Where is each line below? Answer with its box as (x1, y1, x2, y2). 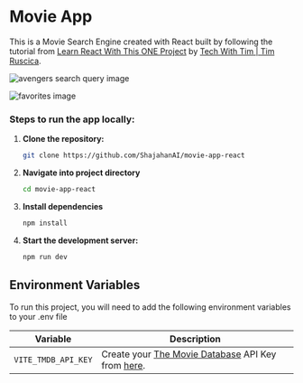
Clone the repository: (22, 134, 105, 145)
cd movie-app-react (22, 185, 96, 194)
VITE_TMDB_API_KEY (14, 354, 93, 365)
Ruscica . (9, 55, 42, 66)
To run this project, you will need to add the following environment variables (9, 301, 291, 313)
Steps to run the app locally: (9, 113, 135, 126)
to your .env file (9, 311, 68, 322)
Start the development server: (22, 235, 139, 246)
